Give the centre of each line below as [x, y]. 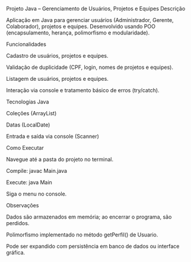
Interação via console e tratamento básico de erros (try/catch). [83, 90]
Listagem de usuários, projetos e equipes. [57, 79]
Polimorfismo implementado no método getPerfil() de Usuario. [82, 235]
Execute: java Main [29, 182]
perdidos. [18, 223]
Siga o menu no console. [36, 194]
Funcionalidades [26, 44]
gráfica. [16, 252]
